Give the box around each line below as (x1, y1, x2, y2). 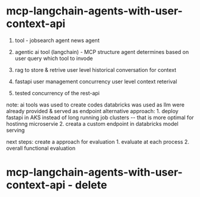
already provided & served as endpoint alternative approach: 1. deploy (6, 107, 179, 114)
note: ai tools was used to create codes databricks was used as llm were (6, 101, 185, 108)
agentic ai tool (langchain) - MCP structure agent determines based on (14, 48, 189, 55)
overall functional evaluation (6, 144, 76, 151)
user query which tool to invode (14, 54, 93, 62)
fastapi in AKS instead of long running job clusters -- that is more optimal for (6, 114, 194, 121)
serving (6, 126, 25, 134)
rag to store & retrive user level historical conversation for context (14, 66, 177, 73)
